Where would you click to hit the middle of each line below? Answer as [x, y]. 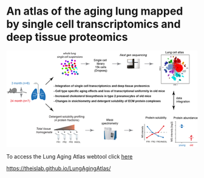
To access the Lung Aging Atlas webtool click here [70, 156]
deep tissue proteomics [67, 37]
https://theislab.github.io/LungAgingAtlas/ [59, 168]
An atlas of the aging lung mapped [95, 11]
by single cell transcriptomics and [93, 24]
